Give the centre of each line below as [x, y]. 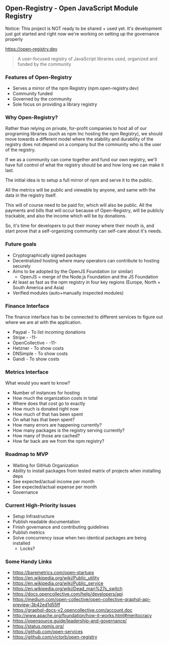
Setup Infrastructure [33, 516]
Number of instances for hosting [46, 393]
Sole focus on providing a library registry [55, 104]
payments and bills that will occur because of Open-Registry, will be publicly [84, 211]
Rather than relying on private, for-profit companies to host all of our [76, 128]
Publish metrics [29, 532]
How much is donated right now [46, 409]
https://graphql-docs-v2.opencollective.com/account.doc [72, 610]
